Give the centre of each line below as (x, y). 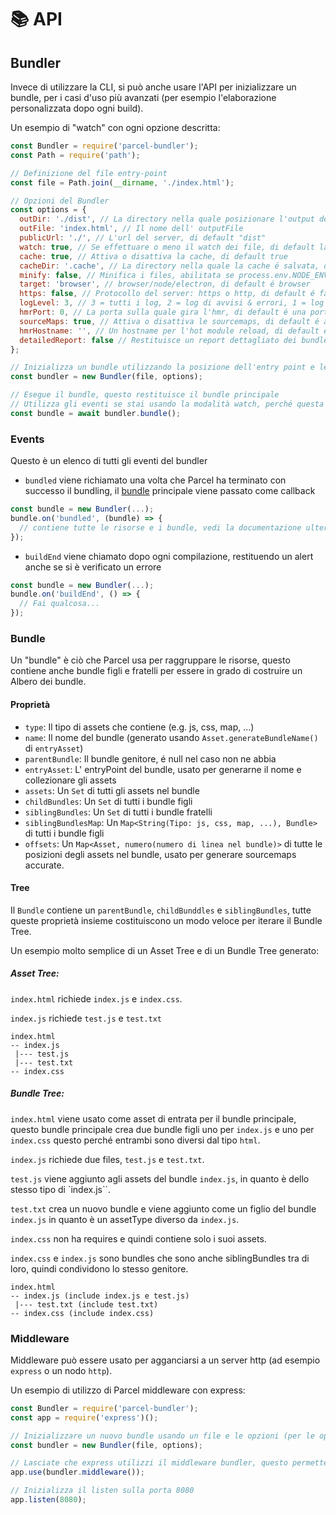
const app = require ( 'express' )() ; (84, 1417)
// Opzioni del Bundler (60, 201)
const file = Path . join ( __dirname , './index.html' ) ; (122, 182)
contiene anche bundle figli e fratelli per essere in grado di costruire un (156, 671)
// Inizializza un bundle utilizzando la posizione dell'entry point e (162, 367)
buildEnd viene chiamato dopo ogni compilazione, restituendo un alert (169, 556)
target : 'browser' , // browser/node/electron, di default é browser (165, 284)
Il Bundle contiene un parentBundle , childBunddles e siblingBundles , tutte (161, 910)
